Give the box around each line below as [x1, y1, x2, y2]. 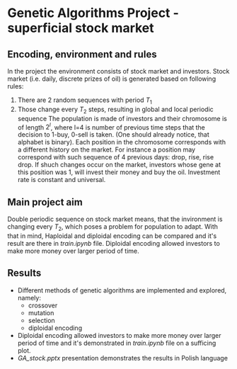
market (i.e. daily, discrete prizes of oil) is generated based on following [7, 74, 216, 83]
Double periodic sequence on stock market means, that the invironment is [7, 215, 223, 224]
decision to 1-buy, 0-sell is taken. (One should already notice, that [17, 130, 210, 139]
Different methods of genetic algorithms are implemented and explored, [17, 285, 227, 295]
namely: [17, 293, 41, 302]
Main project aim [7, 196, 83, 208]
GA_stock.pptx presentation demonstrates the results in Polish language [17, 353, 229, 362]
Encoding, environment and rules [7, 48, 157, 60]
